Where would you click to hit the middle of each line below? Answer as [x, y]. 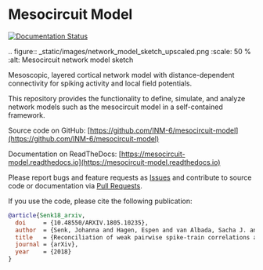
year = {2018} [43, 252]
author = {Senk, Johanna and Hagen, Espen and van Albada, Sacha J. [131, 230]
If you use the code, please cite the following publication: [101, 201]
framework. [27, 115]
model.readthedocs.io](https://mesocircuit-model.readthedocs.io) [114, 162]
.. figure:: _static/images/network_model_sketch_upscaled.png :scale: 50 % [130, 51]
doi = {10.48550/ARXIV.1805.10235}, [82, 223]
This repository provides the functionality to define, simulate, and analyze [127, 98]
